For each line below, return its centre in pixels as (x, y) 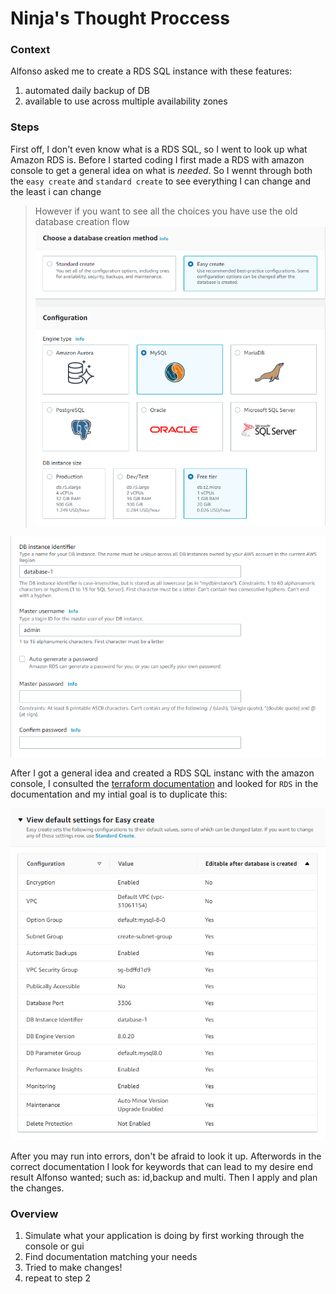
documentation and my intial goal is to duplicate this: (119, 794)
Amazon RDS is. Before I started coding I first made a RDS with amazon (157, 159)
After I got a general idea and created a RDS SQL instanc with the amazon (162, 773)
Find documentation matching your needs (111, 1257)
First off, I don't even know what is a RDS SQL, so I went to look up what (159, 149)
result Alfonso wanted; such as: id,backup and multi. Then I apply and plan (164, 1178)
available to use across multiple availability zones (126, 101)
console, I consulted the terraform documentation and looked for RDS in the (164, 784)
